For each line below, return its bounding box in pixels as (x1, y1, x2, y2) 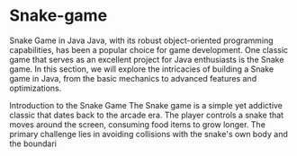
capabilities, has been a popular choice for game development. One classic (9, 44, 289, 55)
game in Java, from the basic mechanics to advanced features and (9, 73, 257, 83)
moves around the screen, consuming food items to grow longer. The (9, 118, 265, 130)
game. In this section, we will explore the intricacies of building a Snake (9, 64, 274, 74)
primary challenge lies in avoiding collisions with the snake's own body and (9, 128, 288, 139)
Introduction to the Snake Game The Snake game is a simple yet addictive (9, 100, 283, 110)
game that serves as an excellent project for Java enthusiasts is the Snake (9, 54, 284, 65)
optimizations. (9, 82, 62, 93)
